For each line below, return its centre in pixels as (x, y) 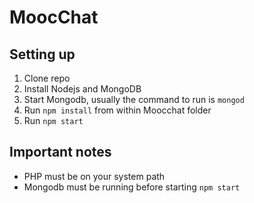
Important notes (60, 152)
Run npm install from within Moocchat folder (117, 110)
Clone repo (47, 78)
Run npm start (53, 120)
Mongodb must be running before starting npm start (132, 187)
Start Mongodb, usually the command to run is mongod (134, 99)
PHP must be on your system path (94, 176)
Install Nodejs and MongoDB (82, 89)
